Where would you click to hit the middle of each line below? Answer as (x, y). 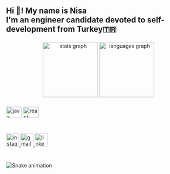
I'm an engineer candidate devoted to (76, 20)
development (31, 29)
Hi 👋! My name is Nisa (46, 11)
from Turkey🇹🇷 (87, 29)
